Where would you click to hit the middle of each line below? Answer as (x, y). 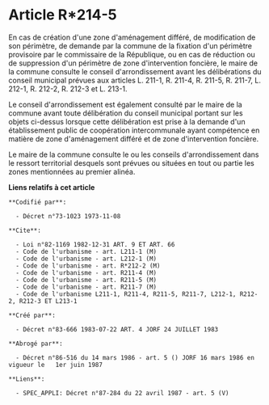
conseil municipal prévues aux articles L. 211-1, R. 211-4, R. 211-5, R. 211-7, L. (134, 80)
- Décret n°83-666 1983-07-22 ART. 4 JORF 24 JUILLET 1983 (117, 329)
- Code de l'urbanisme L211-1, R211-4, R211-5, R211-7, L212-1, (126, 294)
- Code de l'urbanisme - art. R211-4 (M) (86, 272)
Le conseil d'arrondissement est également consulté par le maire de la (125, 104)
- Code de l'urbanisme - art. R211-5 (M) (86, 280)
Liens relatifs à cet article (52, 187)
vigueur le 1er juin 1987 (56, 365)
